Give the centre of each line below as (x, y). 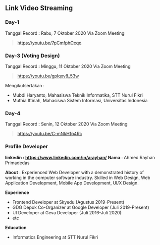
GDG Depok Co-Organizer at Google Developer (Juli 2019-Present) (81, 207)
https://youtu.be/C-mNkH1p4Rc (50, 134)
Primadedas (17, 163)
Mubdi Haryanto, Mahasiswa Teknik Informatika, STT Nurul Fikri (77, 95)
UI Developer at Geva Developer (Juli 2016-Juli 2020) (67, 212)
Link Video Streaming (39, 8)
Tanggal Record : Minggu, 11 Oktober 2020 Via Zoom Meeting (68, 66)
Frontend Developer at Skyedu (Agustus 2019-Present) (68, 202)
